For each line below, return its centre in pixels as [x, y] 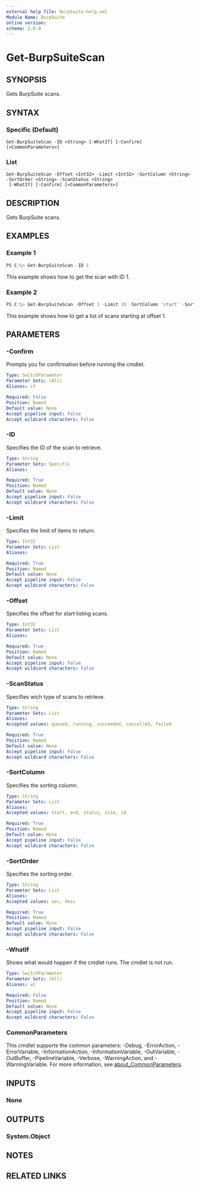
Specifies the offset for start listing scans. [57, 614]
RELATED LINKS [36, 1176]
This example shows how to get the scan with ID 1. [68, 277]
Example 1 [21, 253]
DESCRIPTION [33, 203]
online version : [26, 23]
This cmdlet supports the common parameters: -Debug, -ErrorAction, [91, 1046]
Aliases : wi [21, 984]
